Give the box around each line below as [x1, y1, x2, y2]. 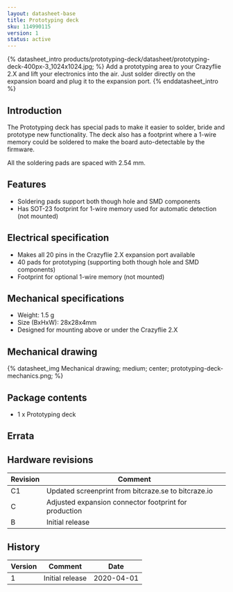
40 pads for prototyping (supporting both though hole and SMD [17, 257, 199, 266]
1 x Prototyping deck [17, 410, 76, 418]
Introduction [7, 105, 62, 117]
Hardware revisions [7, 454, 94, 466]
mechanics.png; [7, 372, 53, 380]
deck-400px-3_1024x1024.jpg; [7, 62, 95, 71]
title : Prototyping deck [7, 17, 79, 24]
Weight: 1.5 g [17, 311, 55, 319]
